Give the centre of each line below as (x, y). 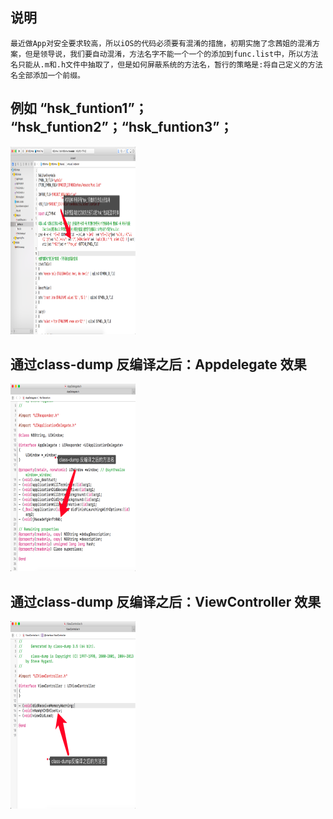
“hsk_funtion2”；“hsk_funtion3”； (121, 127)
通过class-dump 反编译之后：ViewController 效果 (166, 601)
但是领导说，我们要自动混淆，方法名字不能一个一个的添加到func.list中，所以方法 (171, 54)
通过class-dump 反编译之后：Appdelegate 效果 (158, 364)
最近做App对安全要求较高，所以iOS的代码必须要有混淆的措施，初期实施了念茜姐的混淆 (161, 43)
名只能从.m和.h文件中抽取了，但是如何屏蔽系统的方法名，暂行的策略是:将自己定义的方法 (166, 64)
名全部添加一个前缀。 (47, 75)
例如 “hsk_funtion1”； (79, 108)
